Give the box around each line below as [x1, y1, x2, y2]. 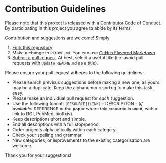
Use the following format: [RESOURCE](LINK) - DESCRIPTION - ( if [12, 100, 143, 106]
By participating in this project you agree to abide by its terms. [5, 25, 132, 31]
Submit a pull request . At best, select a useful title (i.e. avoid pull [12, 54, 144, 60]
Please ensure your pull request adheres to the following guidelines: [5, 69, 144, 75]
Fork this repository [12, 44, 53, 50]
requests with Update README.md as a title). [12, 60, 98, 66]
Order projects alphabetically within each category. [12, 126, 117, 132]
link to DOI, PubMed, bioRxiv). [12, 110, 74, 117]
